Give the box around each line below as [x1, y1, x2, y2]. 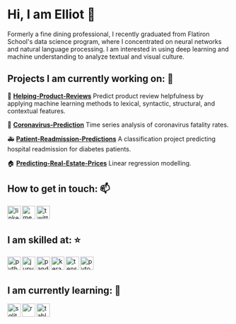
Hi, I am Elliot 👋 [7, 6, 95, 23]
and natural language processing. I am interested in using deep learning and [7, 45, 229, 53]
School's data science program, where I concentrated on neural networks [7, 37, 222, 45]
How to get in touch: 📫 [7, 183, 111, 195]
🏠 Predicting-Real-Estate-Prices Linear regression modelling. [7, 158, 192, 167]
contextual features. [7, 106, 66, 115]
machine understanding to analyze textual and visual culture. [7, 52, 185, 61]
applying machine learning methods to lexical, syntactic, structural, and [7, 99, 216, 108]
